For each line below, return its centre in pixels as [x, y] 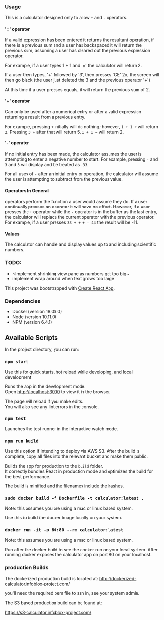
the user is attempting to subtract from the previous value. [64, 179]
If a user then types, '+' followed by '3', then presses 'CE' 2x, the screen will [82, 74]
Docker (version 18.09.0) [37, 311]
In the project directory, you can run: [42, 349]
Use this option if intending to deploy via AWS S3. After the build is [72, 451]
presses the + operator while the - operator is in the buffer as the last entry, [81, 212]
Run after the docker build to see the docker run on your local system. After [82, 550]
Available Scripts [31, 338]
